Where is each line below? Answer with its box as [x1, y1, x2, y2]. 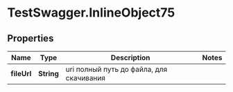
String [37, 69, 59, 78]
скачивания [65, 73, 106, 82]
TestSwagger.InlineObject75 [7, 5, 175, 21]
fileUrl [10, 69, 32, 78]
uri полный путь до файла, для [65, 64, 168, 74]
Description [110, 53, 150, 62]
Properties [7, 33, 54, 44]
